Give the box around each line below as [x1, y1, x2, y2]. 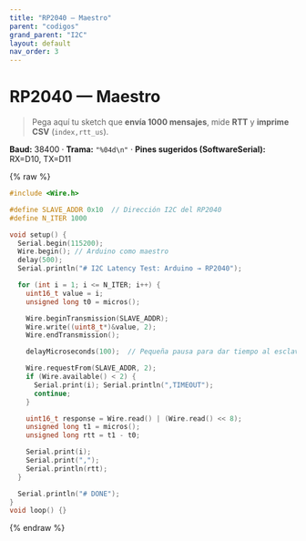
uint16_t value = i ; [25, 289, 104, 298]
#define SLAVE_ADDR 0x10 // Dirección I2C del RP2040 [9, 205, 222, 214]
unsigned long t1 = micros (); [25, 423, 141, 432]
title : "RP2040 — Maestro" [9, 13, 112, 23]
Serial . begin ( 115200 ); [17, 239, 104, 248]
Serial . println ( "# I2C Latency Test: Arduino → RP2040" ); [17, 264, 243, 273]
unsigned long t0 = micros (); [25, 297, 141, 306]
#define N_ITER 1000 [9, 213, 88, 223]
